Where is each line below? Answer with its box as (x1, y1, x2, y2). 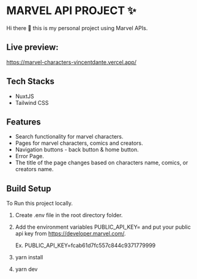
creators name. (15, 166, 54, 173)
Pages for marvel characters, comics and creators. (15, 139, 143, 147)
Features (6, 117, 41, 127)
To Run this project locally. (6, 200, 73, 207)
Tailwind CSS (15, 99, 49, 106)
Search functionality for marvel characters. (15, 133, 124, 140)
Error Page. (15, 153, 44, 160)
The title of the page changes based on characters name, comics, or (15, 159, 188, 166)
